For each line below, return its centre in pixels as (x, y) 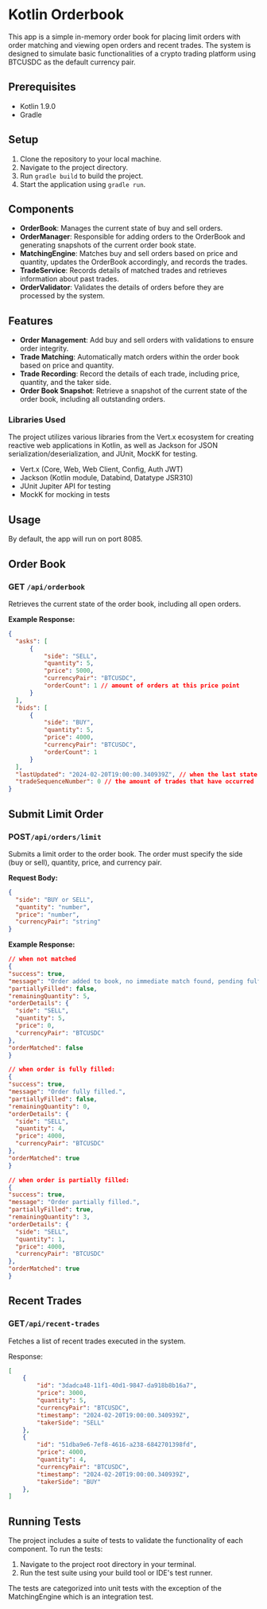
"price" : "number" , (48, 915)
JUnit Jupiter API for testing (65, 486)
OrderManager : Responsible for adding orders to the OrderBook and (132, 237)
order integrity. (44, 348)
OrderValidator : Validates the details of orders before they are (122, 287)
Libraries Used (37, 420)
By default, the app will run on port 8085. (75, 539)
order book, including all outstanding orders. (92, 399)
